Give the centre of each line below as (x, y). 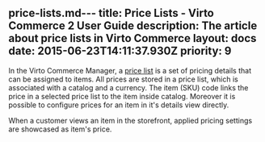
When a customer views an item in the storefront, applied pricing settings (130, 120)
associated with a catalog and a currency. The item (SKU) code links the (128, 87)
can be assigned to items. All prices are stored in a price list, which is (123, 79)
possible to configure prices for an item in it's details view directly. (119, 105)
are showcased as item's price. (60, 129)
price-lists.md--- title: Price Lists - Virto (111, 13)
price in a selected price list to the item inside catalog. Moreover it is (122, 96)
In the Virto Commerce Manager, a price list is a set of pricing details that (130, 70)
